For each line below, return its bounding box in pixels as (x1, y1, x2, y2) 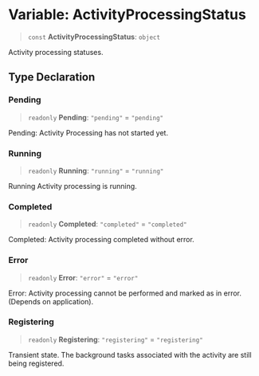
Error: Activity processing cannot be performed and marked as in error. (8, 288, 241, 298)
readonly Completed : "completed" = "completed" (27, 219, 187, 229)
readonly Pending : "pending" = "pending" (27, 112, 164, 122)
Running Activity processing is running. (8, 181, 137, 190)
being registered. (8, 358, 65, 368)
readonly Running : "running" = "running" (27, 166, 164, 175)
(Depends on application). (8, 296, 94, 306)
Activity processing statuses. (8, 47, 104, 57)
